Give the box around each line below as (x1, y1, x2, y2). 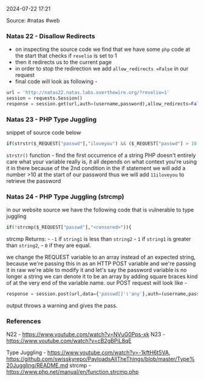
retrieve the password (6, 177, 61, 185)
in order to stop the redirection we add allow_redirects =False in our (15, 65, 189, 72)
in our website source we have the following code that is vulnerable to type (6, 206, 194, 214)
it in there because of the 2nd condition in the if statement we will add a (6, 165, 186, 172)
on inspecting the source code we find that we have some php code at (15, 45, 191, 53)
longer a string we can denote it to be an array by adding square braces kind (6, 273, 198, 280)
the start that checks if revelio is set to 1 (15, 52, 117, 59)
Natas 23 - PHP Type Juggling (6, 115, 97, 124)
